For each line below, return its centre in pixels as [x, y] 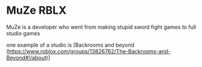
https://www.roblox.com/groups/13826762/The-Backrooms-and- [90, 51]
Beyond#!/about [26, 57]
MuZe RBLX [36, 10]
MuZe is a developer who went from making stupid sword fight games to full [101, 27]
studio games [23, 33]
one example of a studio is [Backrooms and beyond [70, 45]
